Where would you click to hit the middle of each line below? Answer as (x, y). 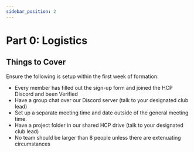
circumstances (33, 144)
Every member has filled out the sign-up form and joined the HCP (93, 87)
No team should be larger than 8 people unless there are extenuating (98, 137)
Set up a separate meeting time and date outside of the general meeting (101, 113)
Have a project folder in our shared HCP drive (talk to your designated (99, 125)
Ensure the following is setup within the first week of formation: (82, 76)
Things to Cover (36, 62)
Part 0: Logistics (47, 40)
